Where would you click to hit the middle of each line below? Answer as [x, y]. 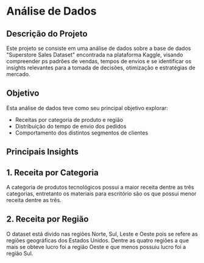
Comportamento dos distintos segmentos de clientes [82, 133]
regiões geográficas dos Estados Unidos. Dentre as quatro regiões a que [98, 240]
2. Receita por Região [47, 219]
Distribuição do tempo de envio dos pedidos [71, 126]
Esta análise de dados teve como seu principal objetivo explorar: [87, 108]
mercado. [18, 74]
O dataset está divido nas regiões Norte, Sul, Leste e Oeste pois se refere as [102, 234]
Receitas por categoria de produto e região [69, 119]
